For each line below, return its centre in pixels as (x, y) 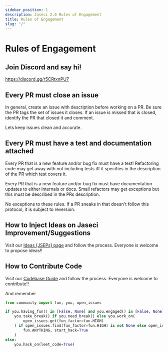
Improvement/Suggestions (48, 233)
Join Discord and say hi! (43, 67)
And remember (21, 293)
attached (19, 151)
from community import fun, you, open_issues (53, 303)
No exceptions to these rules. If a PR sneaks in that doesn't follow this (77, 204)
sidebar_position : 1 (27, 10)
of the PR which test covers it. (36, 174)
